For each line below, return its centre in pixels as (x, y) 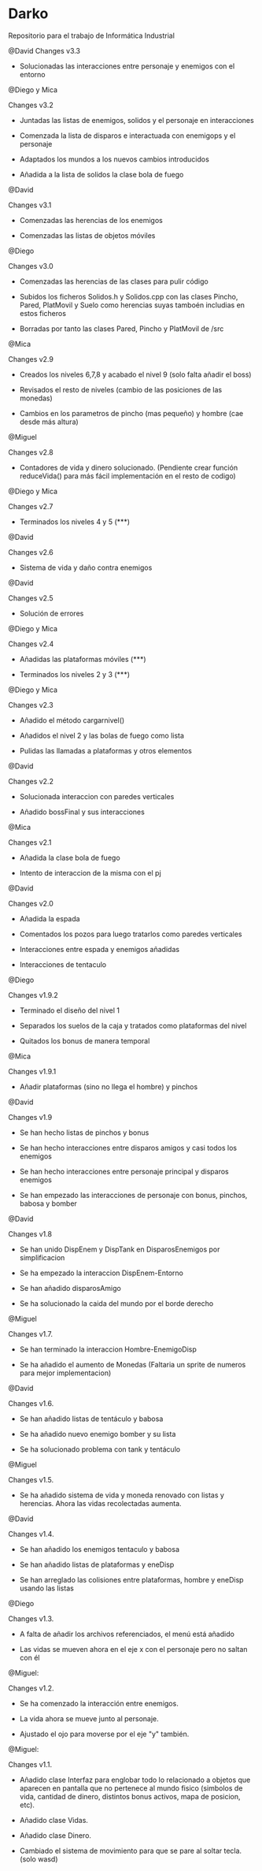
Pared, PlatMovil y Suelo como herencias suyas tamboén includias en (132, 305)
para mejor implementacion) (65, 1373)
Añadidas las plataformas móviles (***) (83, 659)
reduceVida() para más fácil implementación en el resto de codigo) (127, 476)
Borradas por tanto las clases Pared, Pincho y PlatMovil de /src (122, 329)
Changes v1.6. (31, 1403)
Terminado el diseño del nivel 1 (70, 1010)
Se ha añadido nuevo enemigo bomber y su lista (98, 1434)
